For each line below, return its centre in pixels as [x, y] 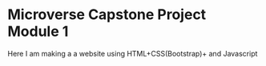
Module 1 [38, 31]
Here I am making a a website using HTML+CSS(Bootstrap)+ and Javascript [133, 53]
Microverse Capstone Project [107, 15]
